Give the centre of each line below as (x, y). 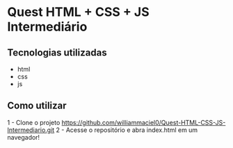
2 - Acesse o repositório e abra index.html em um (127, 130)
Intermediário (47, 27)
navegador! (24, 137)
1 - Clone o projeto (34, 122)
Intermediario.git (31, 130)
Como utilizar (37, 106)
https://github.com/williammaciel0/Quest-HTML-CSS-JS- (144, 122)
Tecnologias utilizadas (57, 52)
